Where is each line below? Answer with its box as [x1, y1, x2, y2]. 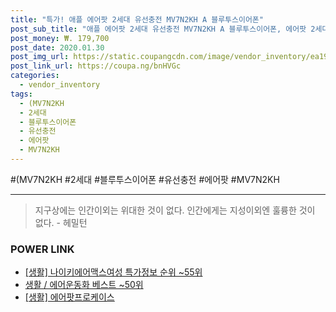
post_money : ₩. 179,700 [10, 33, 110, 43]
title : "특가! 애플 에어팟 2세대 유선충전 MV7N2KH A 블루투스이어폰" [10, 14, 264, 25]
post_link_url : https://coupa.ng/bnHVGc [10, 61, 182, 71]
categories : [10, 71, 60, 81]
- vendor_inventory [19, 80, 101, 90]
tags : [10, 89, 33, 99]
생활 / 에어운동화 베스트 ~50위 [24, 279, 144, 291]
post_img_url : [10, 52, 70, 62]
